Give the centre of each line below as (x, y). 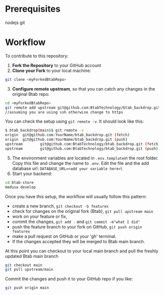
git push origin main (27, 288)
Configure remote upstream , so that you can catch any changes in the (83, 89)
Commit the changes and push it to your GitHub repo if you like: (69, 279)
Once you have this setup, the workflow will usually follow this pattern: (76, 196)
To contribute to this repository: (37, 56)
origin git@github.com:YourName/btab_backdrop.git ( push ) (66, 140)
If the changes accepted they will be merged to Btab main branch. (79, 241)
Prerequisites (33, 9)
